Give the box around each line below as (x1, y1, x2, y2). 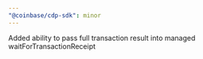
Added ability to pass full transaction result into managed (8, 33, 196, 42)
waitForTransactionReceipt (8, 41, 96, 51)
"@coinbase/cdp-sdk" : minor (8, 11, 102, 20)
